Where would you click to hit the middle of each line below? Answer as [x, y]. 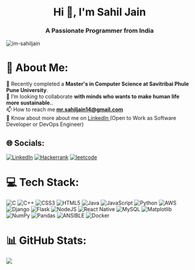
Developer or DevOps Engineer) [45, 125]
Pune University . [27, 90]
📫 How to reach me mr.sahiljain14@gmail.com [65, 110]
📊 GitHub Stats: [47, 241]
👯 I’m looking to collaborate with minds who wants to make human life [93, 97]
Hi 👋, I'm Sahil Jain [100, 12]
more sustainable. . [30, 103]
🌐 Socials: [25, 143]
